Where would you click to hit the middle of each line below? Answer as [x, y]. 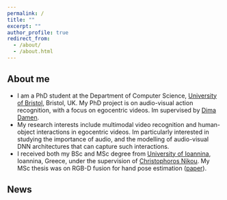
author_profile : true [38, 32]
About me [28, 79]
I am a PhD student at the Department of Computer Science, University [117, 96]
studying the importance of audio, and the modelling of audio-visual [113, 139]
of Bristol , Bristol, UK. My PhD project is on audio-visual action [105, 102]
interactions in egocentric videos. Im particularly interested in [123, 132]
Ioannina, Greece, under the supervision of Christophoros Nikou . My [113, 160]
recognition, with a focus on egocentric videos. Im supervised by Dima [117, 110]
